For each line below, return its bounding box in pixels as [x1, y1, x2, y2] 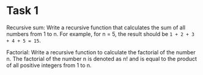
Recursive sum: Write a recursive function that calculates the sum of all [6, 24, 185, 31]
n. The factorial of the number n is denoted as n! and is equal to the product [6, 55, 197, 62]
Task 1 [6, 4, 39, 18]
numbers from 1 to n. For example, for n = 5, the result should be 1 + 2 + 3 [6, 30, 194, 37]
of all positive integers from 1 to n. [6, 62, 92, 69]
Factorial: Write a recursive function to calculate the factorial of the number [6, 48, 196, 55]
